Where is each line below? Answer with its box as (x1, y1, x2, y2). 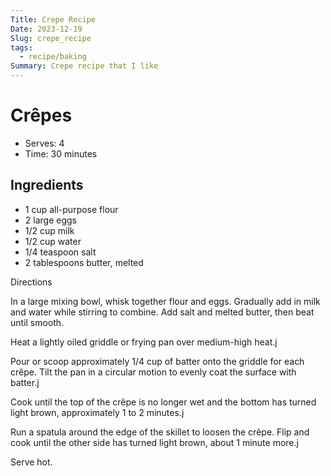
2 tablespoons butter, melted (24, 256, 144, 268)
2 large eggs (24, 214, 77, 226)
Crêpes (10, 104, 73, 127)
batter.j (10, 376, 40, 388)
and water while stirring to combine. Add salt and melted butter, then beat (10, 306, 315, 318)
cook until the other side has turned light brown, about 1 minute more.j (10, 436, 299, 448)
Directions (10, 276, 53, 288)
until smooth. (10, 316, 65, 328)
